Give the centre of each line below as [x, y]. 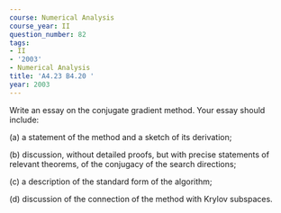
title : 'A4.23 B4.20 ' [52, 76]
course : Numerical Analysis [62, 18]
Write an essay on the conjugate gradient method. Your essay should [137, 110]
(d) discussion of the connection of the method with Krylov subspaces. [141, 199]
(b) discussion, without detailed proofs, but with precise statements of [140, 155]
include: [24, 120]
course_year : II [40, 26]
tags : [19, 43]
